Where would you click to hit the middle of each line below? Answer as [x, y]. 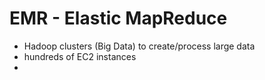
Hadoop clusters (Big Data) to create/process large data [139, 46]
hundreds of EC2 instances [80, 56]
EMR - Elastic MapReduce [118, 18]
